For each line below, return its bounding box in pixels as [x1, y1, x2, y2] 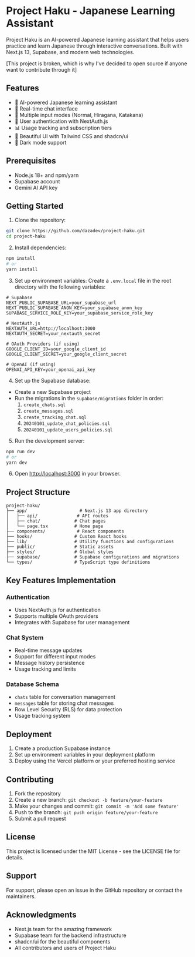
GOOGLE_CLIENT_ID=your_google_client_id [6, 346, 107, 352]
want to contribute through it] [6, 66, 77, 73]
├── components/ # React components [6, 528, 125, 534]
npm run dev [6, 449, 35, 454]
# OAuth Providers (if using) [6, 341, 80, 347]
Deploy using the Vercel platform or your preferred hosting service [14, 757, 176, 765]
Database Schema [6, 680, 60, 688]
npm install [6, 256, 35, 262]
